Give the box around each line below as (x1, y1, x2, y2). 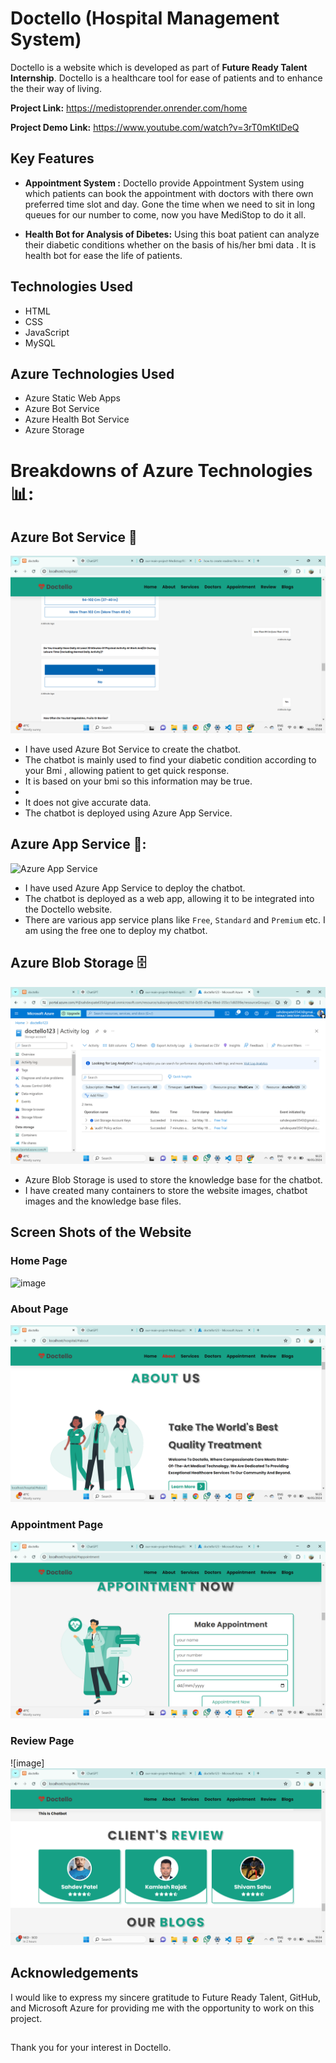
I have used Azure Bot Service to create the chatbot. (24, 743, 242, 755)
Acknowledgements (10, 1965, 139, 1982)
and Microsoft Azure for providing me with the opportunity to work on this (10, 2002, 315, 2014)
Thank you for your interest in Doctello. (10, 2042, 172, 2054)
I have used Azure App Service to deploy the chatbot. (24, 882, 246, 894)
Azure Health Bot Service (24, 413, 130, 426)
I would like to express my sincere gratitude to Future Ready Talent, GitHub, (10, 1991, 322, 2003)
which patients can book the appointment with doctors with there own (24, 187, 314, 199)
